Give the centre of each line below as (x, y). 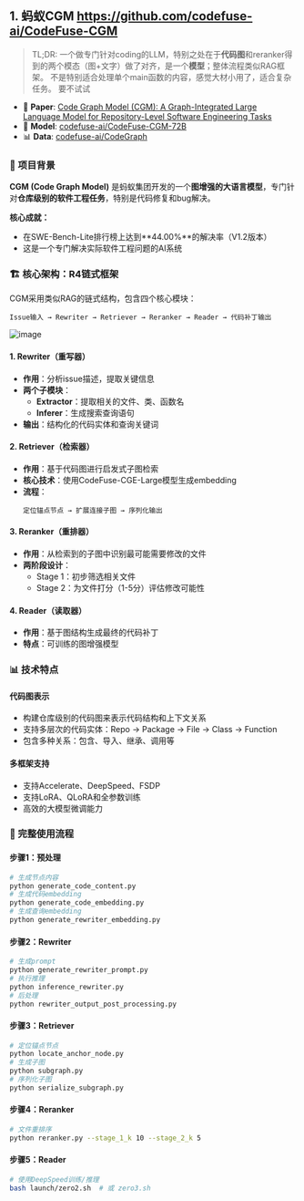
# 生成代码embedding (46, 895)
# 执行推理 (27, 978)
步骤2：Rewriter (41, 941)
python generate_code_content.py (73, 886)
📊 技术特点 (34, 670)
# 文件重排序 (30, 1130)
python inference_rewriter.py (67, 987)
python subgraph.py (46, 1071)
